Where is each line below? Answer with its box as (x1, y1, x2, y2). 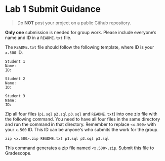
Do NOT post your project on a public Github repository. (17, 20, 131, 26)
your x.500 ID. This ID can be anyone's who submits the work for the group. (5, 126, 159, 132)
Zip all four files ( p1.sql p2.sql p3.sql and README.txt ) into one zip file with (5, 111, 158, 117)
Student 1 (5, 59, 26, 64)
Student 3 (5, 93, 26, 98)
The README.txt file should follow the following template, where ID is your (5, 44, 154, 50)
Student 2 (5, 76, 26, 81)
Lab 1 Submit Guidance (5, 3, 101, 15)
